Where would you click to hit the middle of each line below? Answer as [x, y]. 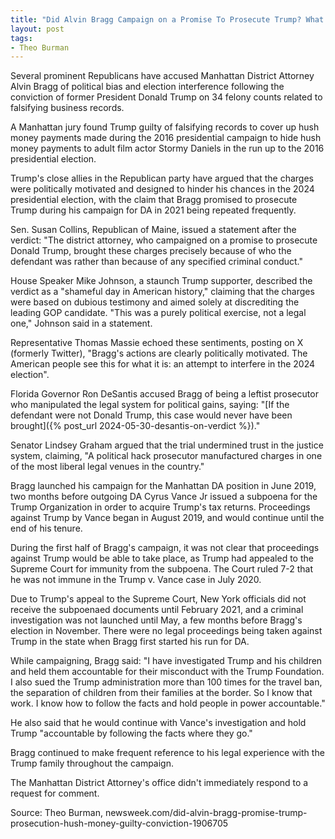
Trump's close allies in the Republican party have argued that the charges [162, 178]
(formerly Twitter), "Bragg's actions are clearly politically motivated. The [159, 353]
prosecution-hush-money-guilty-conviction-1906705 [119, 823]
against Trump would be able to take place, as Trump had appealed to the [162, 558]
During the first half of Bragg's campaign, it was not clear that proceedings [165, 548]
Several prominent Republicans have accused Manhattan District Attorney [162, 76]
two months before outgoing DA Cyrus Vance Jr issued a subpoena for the [164, 497]
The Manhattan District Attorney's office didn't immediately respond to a [159, 783]
